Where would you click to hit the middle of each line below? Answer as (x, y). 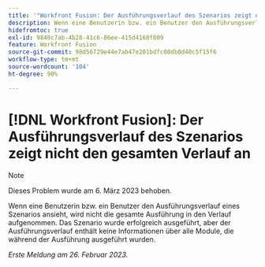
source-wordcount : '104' (49, 67)
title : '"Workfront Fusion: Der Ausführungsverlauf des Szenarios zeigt (130, 15)
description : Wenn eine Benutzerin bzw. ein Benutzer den (105, 23)
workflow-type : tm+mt (44, 60)
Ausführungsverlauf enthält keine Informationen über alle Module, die (121, 231)
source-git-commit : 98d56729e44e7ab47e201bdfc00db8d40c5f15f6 (112, 52)
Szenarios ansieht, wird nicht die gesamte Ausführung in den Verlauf (120, 214)
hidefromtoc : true (38, 30)
